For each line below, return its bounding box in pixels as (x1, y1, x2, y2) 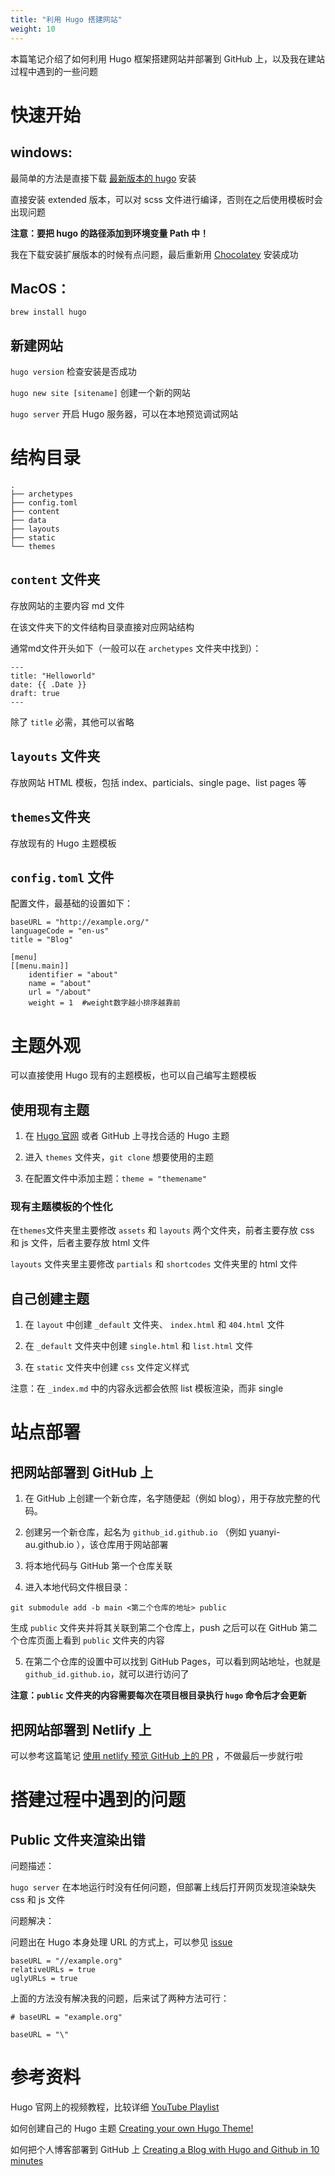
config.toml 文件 (10, 869, 115, 886)
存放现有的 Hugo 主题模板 (10, 837, 117, 849)
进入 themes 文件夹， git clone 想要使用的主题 (24, 1151, 214, 1163)
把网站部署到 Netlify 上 (10, 1721, 152, 1738)
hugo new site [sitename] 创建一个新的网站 (10, 387, 191, 399)
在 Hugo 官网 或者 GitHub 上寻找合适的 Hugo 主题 (24, 1130, 230, 1142)
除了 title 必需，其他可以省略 (10, 716, 135, 728)
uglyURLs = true (10, 1973, 78, 1983)
